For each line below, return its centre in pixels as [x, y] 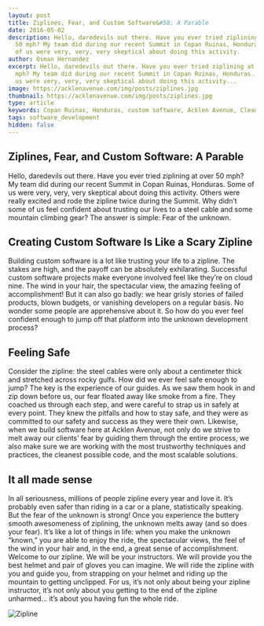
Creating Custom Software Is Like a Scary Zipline [130, 242]
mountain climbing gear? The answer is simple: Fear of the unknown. [120, 218]
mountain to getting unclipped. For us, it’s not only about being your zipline [129, 582]
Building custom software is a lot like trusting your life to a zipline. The [121, 261]
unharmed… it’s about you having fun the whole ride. [93, 599]
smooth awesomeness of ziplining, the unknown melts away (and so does [128, 523]
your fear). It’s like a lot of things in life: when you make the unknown [119, 532]
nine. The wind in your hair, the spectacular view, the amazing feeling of [125, 286]
